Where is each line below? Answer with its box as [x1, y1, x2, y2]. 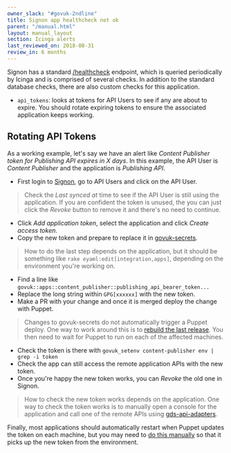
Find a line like [17, 275, 59, 283]
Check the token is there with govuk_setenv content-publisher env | [17, 346, 214, 354]
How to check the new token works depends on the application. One [24, 395, 220, 403]
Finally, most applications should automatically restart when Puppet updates [7, 423, 225, 432]
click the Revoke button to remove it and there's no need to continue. [24, 205, 221, 213]
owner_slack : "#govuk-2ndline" [7, 10, 98, 17]
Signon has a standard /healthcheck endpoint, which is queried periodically [7, 67, 223, 76]
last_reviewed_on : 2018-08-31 [7, 42, 95, 49]
